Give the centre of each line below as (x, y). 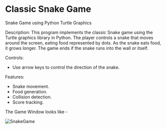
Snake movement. (31, 86)
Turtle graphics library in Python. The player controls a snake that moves (79, 38)
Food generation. (30, 91)
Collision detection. (32, 97)
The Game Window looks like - (36, 112)
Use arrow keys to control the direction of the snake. (66, 67)
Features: (15, 77)
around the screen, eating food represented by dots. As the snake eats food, (83, 43)
